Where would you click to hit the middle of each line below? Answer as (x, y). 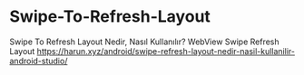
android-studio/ (39, 61)
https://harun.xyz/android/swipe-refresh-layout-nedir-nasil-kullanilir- (166, 51)
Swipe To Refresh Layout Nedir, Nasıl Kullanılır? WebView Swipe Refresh (144, 42)
